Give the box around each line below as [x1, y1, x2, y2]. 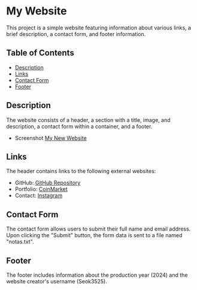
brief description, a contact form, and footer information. [6, 30, 146, 37]
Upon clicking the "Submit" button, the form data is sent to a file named [6, 232, 183, 239]
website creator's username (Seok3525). [6, 278, 108, 285]
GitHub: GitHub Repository [14, 179, 81, 187]
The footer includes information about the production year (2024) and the [6, 271, 188, 279]
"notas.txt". [6, 238, 34, 246]
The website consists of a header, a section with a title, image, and [6, 116, 171, 124]
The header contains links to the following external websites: [6, 168, 156, 175]
